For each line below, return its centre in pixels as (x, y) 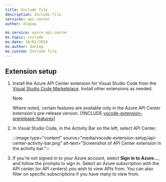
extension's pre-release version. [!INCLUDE (57, 113)
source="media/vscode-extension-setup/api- (110, 138)
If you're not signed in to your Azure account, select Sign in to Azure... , (86, 158)
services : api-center (28, 19)
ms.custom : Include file (31, 51)
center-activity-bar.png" (37, 143)
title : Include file (27, 10)
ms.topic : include (24, 37)
